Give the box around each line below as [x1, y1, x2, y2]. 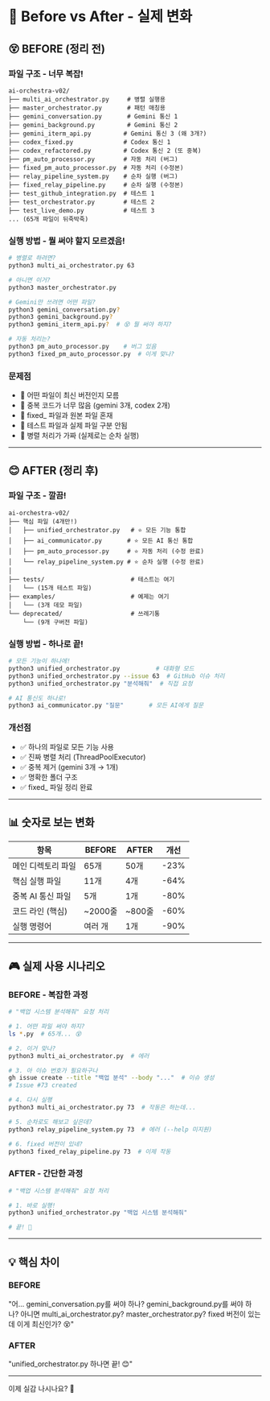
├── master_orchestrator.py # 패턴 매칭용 [8, 104, 166, 112]
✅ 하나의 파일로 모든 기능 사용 [19, 742, 114, 751]
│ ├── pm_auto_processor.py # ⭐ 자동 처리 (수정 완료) [8, 547, 205, 556]
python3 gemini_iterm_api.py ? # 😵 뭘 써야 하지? [8, 320, 172, 329]
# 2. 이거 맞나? [8, 1044, 56, 1052]
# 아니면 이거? [8, 275, 51, 284]
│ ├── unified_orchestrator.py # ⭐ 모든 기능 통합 [8, 526, 186, 534]
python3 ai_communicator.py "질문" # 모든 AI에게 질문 [8, 701, 204, 709]
